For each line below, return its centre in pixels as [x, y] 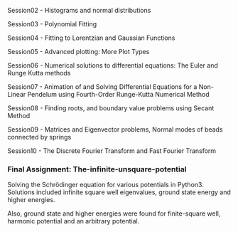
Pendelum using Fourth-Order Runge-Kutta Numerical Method [118, 94]
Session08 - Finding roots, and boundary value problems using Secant [111, 108]
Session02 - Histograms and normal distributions [79, 10]
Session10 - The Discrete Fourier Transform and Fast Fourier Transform [112, 151]
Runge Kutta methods [39, 73]
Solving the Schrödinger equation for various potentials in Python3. [106, 185]
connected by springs [39, 137]
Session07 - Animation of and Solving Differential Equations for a [102, 87]
